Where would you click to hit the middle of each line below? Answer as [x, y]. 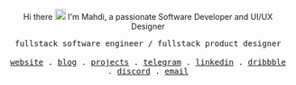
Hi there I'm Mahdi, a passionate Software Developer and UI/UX [148, 17]
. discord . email [148, 71]
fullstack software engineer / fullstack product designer [148, 44]
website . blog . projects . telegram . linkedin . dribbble [148, 62]
